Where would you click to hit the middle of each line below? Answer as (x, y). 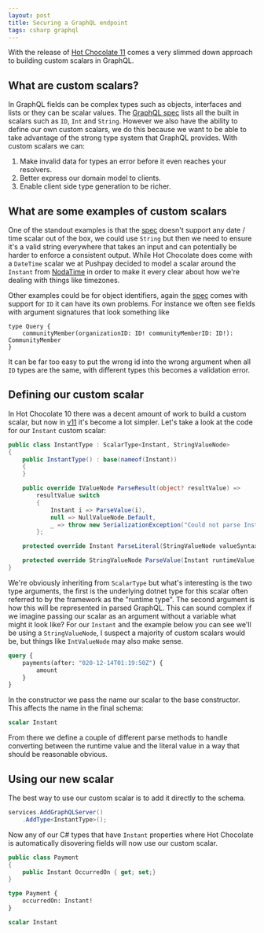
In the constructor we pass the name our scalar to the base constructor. (125, 700)
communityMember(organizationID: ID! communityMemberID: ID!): (128, 333)
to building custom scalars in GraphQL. (71, 61)
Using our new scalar (61, 779)
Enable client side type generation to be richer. (95, 186)
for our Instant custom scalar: (57, 430)
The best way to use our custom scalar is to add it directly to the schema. (127, 798)
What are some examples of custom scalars (118, 211)
